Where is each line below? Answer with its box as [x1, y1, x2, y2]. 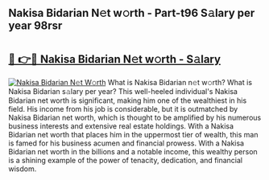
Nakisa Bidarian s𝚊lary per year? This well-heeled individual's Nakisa [8, 87, 238, 96]
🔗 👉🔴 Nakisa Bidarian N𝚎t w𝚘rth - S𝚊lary [8, 52, 221, 66]
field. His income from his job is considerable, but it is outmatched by [8, 104, 238, 113]
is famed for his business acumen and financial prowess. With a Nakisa [8, 138, 244, 148]
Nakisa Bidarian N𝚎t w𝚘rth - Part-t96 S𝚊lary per [8, 6, 255, 20]
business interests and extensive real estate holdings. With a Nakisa [8, 121, 234, 131]
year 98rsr [8, 19, 63, 33]
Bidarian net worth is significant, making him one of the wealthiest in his [8, 96, 247, 105]
